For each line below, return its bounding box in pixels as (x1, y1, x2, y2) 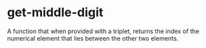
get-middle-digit (7, 5, 104, 20)
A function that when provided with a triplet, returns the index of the (7, 27, 200, 35)
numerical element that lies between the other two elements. (7, 34, 179, 42)
